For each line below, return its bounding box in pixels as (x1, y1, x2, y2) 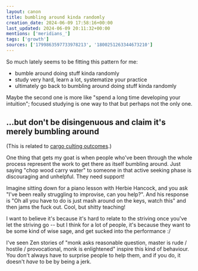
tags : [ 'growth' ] (6, 36, 49, 42)
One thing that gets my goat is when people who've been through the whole (6, 154, 193, 161)
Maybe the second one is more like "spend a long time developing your (6, 93, 181, 101)
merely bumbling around (6, 127, 99, 137)
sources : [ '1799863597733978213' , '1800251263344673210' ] (6, 42, 153, 48)
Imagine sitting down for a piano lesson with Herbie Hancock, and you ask (6, 184, 188, 191)
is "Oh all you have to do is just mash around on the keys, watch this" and (6, 197, 186, 204)
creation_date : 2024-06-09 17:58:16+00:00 (6, 20, 113, 26)
